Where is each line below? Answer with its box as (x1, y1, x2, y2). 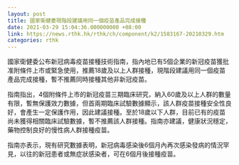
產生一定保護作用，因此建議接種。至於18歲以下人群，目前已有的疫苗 (26, 108, 226, 117)
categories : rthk (7, 37, 59, 44)
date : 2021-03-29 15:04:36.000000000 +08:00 (7, 23, 142, 31)
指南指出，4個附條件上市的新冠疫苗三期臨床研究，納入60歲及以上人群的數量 (7, 90, 231, 99)
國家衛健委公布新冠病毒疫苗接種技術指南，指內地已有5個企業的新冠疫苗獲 (7, 58, 223, 66)
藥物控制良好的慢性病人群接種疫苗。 (7, 126, 114, 134)
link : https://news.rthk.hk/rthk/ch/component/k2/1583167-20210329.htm (7, 30, 224, 38)
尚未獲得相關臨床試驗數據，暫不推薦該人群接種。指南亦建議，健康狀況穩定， (7, 117, 232, 125)
